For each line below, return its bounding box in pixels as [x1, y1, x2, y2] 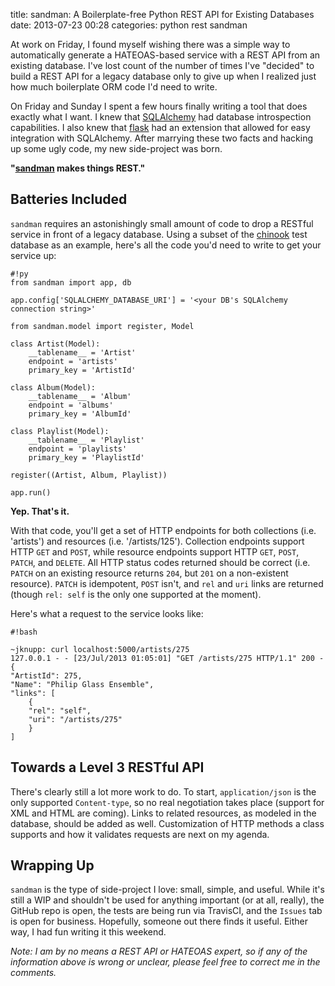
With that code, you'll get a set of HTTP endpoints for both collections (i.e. [10, 524, 317, 536]
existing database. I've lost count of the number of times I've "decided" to [10, 60, 315, 71]
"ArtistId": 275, [10, 670, 83, 681]
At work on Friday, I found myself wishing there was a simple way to [10, 39, 291, 50]
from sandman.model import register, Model [10, 321, 195, 331]
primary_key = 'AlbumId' [28, 409, 132, 419]
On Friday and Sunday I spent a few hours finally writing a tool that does [10, 100, 308, 112]
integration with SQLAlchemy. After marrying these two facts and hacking [10, 132, 314, 144]
